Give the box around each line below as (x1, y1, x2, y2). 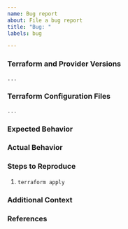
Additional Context (7, 195, 73, 204)
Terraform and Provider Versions (7, 59, 121, 69)
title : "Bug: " (7, 23, 52, 30)
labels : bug (7, 29, 42, 37)
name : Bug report (7, 10, 58, 18)
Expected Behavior (7, 124, 73, 134)
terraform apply (17, 179, 65, 186)
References (7, 214, 48, 223)
